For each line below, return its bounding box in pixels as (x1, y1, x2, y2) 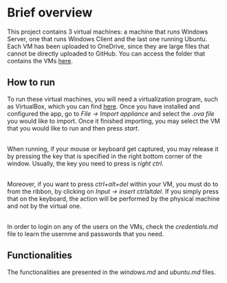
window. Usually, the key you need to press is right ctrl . (7, 159, 164, 168)
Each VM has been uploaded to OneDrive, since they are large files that (7, 42, 210, 50)
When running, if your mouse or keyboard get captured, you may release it (7, 144, 219, 152)
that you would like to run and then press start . (7, 124, 140, 132)
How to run (7, 77, 56, 89)
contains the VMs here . (7, 56, 74, 65)
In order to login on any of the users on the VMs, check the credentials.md (7, 222, 218, 231)
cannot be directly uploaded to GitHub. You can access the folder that (7, 49, 206, 58)
